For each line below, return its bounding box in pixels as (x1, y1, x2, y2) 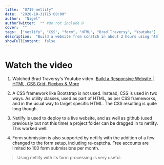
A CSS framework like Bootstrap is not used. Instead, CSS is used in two (12, 90, 158, 96)
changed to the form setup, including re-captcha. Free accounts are (12, 140, 149, 146)
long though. (12, 105, 38, 112)
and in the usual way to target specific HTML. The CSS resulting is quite (12, 100, 157, 106)
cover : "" (5, 25, 27, 30)
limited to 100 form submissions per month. (12, 145, 100, 151)
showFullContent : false (5, 39, 56, 44)
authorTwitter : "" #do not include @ (5, 20, 84, 26)
